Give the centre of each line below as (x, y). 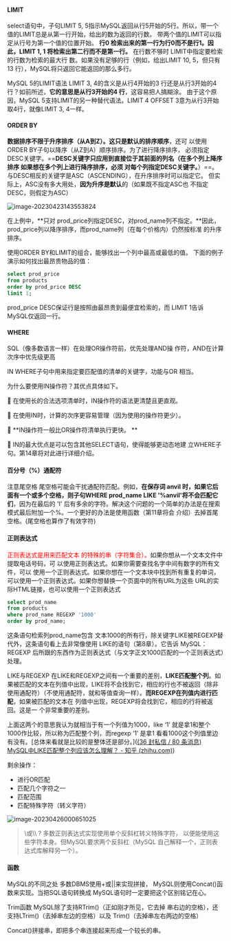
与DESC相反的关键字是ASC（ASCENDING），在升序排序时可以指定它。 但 (111, 176)
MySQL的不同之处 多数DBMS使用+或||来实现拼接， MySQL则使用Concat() (112, 884)
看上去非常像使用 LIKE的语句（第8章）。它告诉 (114, 644)
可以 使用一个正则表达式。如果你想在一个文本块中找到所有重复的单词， (119, 572)
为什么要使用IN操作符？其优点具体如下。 (65, 386)
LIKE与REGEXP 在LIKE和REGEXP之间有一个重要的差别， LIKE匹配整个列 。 (111, 676)
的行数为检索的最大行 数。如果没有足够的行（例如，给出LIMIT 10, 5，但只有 (114, 60)
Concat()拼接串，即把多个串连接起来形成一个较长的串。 (86, 931)
